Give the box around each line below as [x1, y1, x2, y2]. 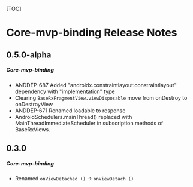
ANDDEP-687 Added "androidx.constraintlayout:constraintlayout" [14, 81, 177, 88]
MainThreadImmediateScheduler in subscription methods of [14, 119, 164, 127]
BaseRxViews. [14, 125, 50, 133]
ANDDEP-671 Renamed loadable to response [14, 107, 126, 114]
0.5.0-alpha [6, 50, 52, 60]
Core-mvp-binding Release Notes [6, 26, 178, 39]
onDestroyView [14, 100, 53, 108]
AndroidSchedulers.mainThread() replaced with [14, 113, 132, 120]
